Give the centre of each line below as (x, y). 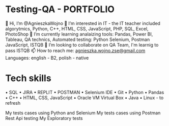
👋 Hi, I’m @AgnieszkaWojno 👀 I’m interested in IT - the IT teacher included (83, 23)
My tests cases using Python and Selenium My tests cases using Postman (83, 113)
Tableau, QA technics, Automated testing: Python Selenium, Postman (78, 39)
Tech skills (29, 78)
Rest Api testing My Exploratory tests (44, 118)
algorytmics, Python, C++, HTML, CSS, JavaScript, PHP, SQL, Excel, (77, 28)
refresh (13, 103)
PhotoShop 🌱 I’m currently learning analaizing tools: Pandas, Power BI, (79, 34)
